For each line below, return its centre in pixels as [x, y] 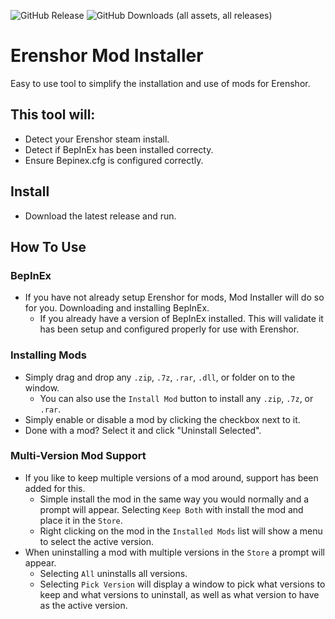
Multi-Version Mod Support [78, 456]
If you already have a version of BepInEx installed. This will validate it [181, 319]
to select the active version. [96, 541]
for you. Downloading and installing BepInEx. [117, 308]
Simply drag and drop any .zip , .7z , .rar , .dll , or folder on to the [160, 377]
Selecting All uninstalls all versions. [113, 573]
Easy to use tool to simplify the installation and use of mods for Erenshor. [160, 83]
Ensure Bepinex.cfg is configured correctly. [114, 160]
